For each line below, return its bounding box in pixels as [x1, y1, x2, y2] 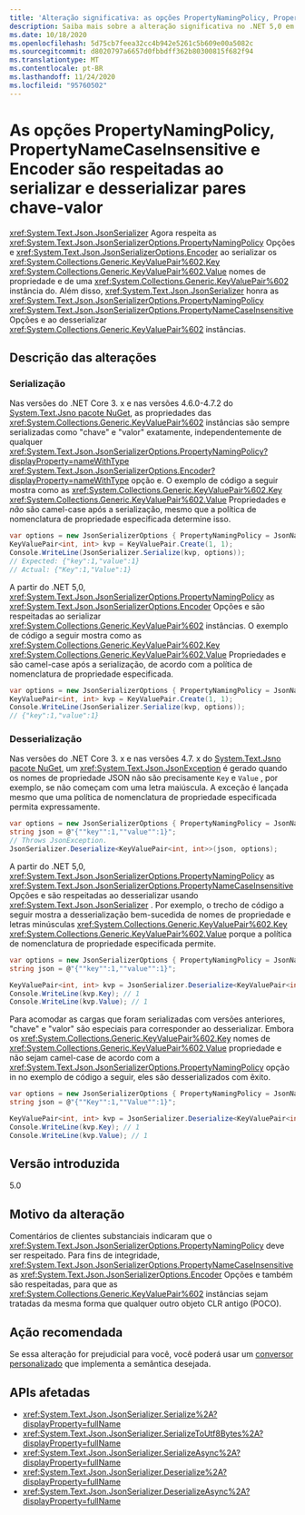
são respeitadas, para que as [9, 1279, 118, 1290]
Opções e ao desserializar [9, 314, 107, 325]
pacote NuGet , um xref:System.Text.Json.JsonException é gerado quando [9, 763, 288, 774]
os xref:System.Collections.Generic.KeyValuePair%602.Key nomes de [9, 1033, 271, 1045]
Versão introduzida [9, 1156, 121, 1172]
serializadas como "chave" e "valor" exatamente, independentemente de [9, 427, 282, 438]
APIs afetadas [9, 1384, 91, 1400]
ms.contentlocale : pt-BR [9, 64, 103, 74]
